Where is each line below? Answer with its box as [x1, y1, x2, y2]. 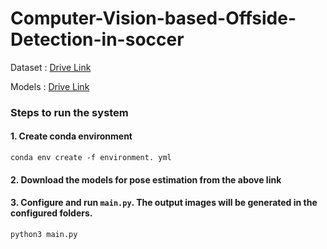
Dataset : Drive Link [10, 61, 92, 73]
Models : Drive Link [10, 80, 90, 92]
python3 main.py [10, 229, 78, 239]
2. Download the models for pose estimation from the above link [10, 173, 282, 186]
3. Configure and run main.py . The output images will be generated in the [10, 197, 318, 209]
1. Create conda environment [10, 130, 133, 142]
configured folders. [10, 207, 93, 219]
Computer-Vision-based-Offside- [10, 7, 297, 30]
